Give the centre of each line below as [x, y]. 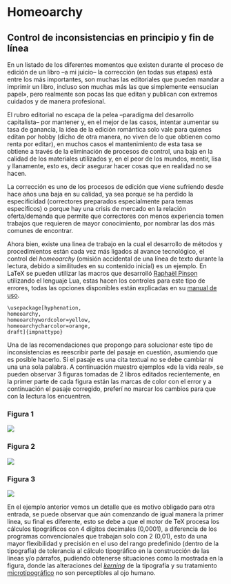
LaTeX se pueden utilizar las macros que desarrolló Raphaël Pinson [102, 273]
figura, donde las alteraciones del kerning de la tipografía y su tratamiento [112, 565]
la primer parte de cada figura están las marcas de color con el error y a [109, 381]
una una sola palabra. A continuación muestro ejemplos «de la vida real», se [115, 367]
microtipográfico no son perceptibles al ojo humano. [81, 572]
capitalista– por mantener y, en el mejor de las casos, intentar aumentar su [113, 122]
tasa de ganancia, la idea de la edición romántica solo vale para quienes [109, 129]
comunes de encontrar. [40, 231]
